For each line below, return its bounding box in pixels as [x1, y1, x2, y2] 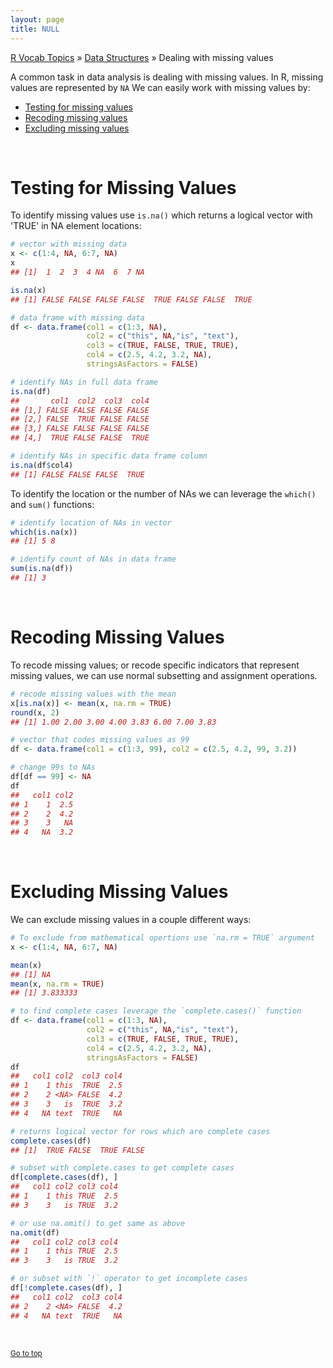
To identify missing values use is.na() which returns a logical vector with [10, 209, 313, 221]
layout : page [10, 14, 65, 25]
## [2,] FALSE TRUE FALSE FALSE [10, 414, 150, 425]
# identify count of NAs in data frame [10, 554, 177, 565]
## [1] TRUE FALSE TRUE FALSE [10, 1145, 145, 1155]
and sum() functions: [10, 498, 95, 510]
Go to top [10, 1348, 43, 1358]
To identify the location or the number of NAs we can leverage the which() [10, 487, 317, 500]
